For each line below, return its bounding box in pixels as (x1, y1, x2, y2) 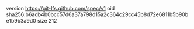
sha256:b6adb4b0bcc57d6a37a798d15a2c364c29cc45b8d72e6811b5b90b (6, 11, 189, 18)
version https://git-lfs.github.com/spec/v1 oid (6, 5, 115, 12)
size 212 (37, 17, 57, 24)
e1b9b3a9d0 (6, 17, 36, 24)
